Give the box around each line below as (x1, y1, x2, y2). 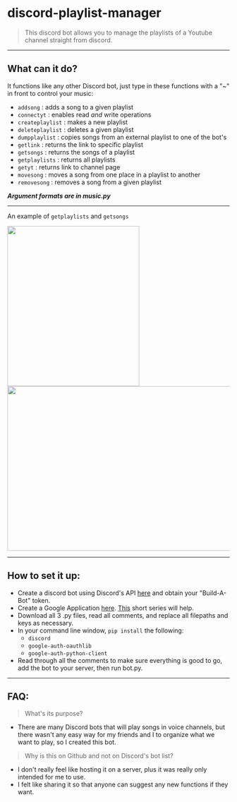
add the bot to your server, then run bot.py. (17, 664, 143, 672)
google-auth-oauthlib (28, 642, 92, 650)
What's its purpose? (24, 710, 83, 718)
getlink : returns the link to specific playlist (17, 140, 143, 149)
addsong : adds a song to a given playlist (17, 102, 134, 111)
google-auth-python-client (28, 650, 108, 657)
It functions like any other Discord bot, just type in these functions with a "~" (7, 81, 230, 90)
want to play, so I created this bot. (17, 738, 116, 746)
